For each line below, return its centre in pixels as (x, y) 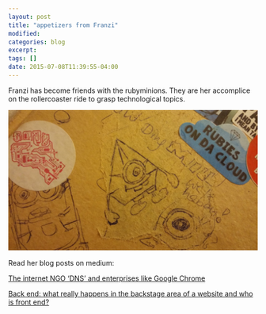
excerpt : (23, 50)
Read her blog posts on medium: (61, 263)
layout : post (30, 17)
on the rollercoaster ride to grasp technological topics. (97, 98)
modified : (25, 33)
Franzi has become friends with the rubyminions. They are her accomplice (129, 90)
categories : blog (37, 42)
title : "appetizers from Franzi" (63, 25)
